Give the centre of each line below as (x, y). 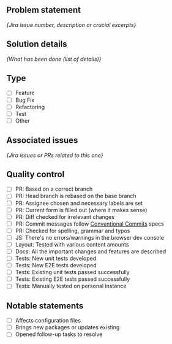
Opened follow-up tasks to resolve (59, 334)
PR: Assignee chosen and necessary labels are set (79, 203)
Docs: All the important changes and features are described (91, 251)
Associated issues (42, 140)
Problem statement (44, 10)
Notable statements (45, 306)
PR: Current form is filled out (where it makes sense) (81, 210)
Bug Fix (25, 100)
